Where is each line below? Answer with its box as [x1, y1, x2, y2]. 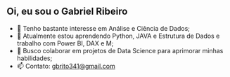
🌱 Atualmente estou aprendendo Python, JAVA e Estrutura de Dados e [16, 31, 220, 40]
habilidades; [16, 54, 53, 62]
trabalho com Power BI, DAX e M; [16, 38, 114, 48]
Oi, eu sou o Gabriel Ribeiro [6, 6, 128, 17]
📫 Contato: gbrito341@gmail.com [16, 62, 115, 70]
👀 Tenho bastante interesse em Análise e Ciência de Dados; [16, 24, 191, 32]
